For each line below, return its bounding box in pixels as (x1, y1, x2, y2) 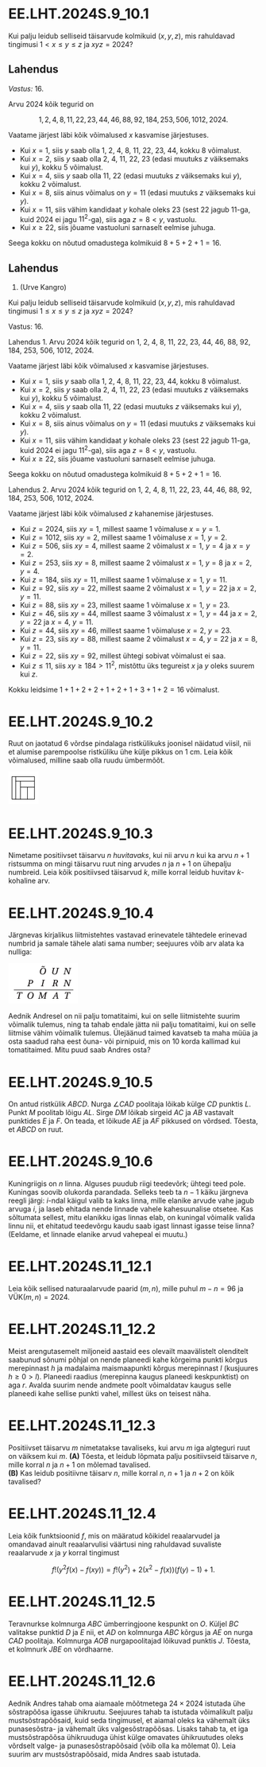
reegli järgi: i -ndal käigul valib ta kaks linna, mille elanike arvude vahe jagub (8, 1196, 255, 1206)
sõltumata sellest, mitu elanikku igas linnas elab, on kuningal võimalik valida (8, 1213, 256, 1223)
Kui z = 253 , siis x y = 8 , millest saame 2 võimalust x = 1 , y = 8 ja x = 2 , (19, 558, 253, 568)
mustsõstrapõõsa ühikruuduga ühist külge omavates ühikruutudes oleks (8, 1732, 244, 1742)
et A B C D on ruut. (8, 1125, 64, 1134)
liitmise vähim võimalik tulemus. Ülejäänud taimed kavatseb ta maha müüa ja (8, 1028, 258, 1038)
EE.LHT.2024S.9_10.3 (8, 825, 153, 842)
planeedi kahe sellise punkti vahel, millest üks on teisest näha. (8, 1389, 211, 1398)
